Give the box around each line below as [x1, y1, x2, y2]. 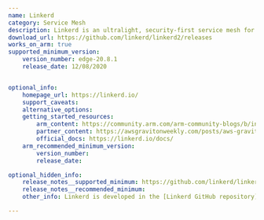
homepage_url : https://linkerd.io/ [22, 91, 139, 99]
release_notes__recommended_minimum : [22, 185, 146, 193]
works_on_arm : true [8, 41, 72, 49]
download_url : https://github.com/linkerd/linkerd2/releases [8, 33, 213, 42]
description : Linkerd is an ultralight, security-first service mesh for [8, 26, 255, 34]
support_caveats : [22, 98, 79, 106]
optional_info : [8, 83, 58, 91]
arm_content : [36, 120, 79, 128]
